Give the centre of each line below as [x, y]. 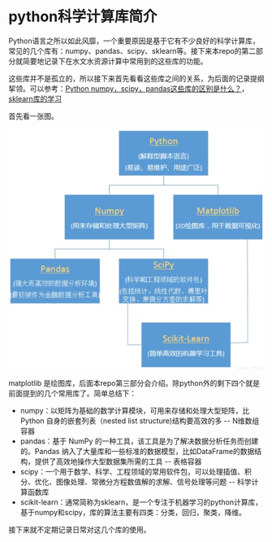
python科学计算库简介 [83, 17]
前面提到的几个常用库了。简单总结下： [72, 393]
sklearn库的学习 [35, 98]
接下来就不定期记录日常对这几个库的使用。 [80, 530]
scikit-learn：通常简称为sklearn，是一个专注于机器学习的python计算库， [141, 502]
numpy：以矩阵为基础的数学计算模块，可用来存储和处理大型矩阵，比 [135, 411]
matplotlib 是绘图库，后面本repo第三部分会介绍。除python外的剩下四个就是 [134, 383]
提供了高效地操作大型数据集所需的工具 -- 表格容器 [118, 461]
